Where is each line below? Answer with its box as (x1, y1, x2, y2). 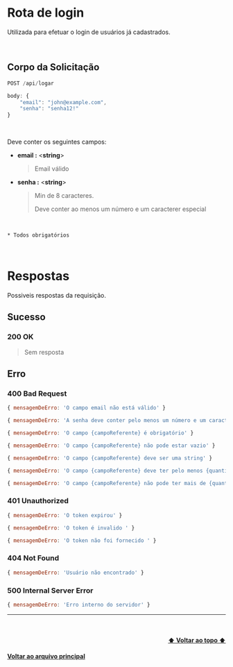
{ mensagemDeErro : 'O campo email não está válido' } (7, 405, 166, 412)
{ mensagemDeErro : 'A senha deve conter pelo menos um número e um (7, 417, 207, 424)
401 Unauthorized (7, 496, 69, 506)
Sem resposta (24, 348, 64, 356)
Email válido (34, 164, 69, 173)
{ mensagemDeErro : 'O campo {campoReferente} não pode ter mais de (7, 480, 207, 487)
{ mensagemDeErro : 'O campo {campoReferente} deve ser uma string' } (7, 455, 213, 462)
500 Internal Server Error (7, 585, 94, 595)
